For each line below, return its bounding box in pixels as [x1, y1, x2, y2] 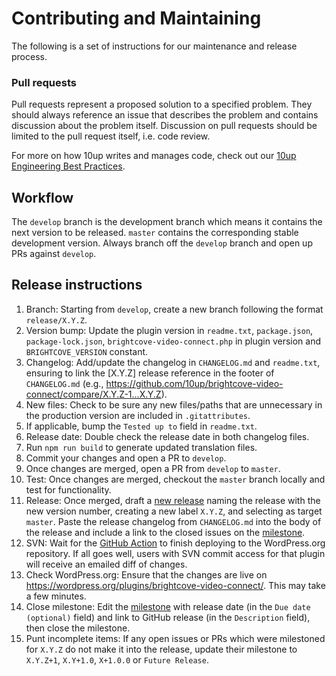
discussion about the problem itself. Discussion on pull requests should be [11, 120, 318, 132]
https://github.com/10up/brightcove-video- [105, 377, 284, 389]
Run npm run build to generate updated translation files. [25, 441, 258, 453]
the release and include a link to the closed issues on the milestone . [25, 526, 306, 538]
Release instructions [11, 277, 143, 294]
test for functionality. [25, 483, 112, 496]
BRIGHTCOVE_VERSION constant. [25, 345, 149, 357]
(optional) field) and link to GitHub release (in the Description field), [25, 611, 311, 623]
